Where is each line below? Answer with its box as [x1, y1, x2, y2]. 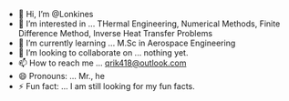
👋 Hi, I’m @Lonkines [17, 9, 94, 19]
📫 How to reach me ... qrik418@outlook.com [17, 57, 187, 68]
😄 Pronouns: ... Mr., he [17, 71, 105, 81]
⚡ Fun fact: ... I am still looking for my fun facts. [17, 81, 196, 91]
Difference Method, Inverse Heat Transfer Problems [17, 28, 212, 38]
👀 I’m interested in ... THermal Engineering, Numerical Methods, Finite [17, 18, 281, 29]
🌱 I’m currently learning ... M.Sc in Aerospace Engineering [17, 37, 236, 48]
